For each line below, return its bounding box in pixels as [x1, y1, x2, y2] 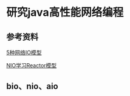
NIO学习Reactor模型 [6, 62, 57, 69]
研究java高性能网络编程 [6, 5, 124, 19]
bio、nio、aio [6, 81, 59, 92]
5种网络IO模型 [6, 49, 42, 56]
